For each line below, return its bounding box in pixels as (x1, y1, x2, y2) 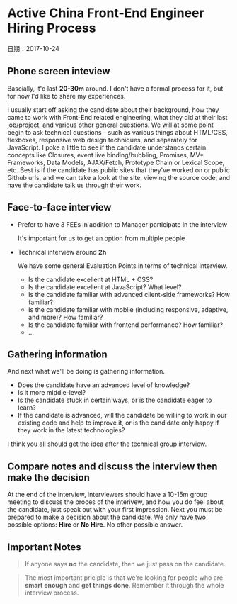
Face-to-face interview (7, 201, 112, 213)
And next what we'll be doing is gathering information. (7, 367, 165, 376)
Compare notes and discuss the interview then (7, 460, 218, 472)
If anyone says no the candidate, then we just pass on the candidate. (24, 560, 226, 568)
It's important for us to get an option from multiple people (17, 234, 185, 242)
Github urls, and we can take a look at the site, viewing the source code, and (7, 173, 231, 181)
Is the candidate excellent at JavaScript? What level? (28, 282, 182, 291)
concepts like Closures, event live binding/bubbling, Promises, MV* (7, 150, 204, 159)
